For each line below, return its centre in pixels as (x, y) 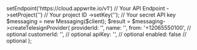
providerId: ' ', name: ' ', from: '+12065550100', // (131, 28)
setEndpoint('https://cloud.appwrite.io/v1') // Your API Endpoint (86, 8)
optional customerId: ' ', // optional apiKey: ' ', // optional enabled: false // (96, 34)
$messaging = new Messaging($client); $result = (69, 21)
